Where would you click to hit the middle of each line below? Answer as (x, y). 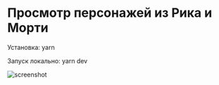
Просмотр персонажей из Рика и (110, 13)
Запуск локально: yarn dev (48, 60)
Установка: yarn (31, 47)
